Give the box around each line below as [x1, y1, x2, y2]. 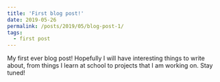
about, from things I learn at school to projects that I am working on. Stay [7, 61, 213, 70]
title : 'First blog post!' [7, 10, 84, 17]
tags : [7, 29, 23, 36]
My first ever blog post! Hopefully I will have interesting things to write [7, 54, 206, 62]
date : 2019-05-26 [7, 16, 57, 23]
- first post [13, 36, 51, 42]
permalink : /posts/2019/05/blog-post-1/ [7, 23, 125, 29]
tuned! [7, 69, 25, 77]
